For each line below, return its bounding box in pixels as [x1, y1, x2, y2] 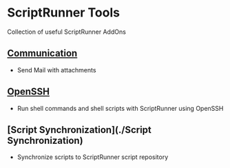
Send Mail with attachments [17, 65, 96, 74]
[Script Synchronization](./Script [7, 124, 151, 136]
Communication [7, 48, 78, 59]
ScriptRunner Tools [7, 5, 121, 21]
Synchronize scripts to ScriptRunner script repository [17, 153, 169, 161]
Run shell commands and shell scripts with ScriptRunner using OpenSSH [17, 104, 224, 112]
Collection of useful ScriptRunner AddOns [7, 28, 126, 36]
